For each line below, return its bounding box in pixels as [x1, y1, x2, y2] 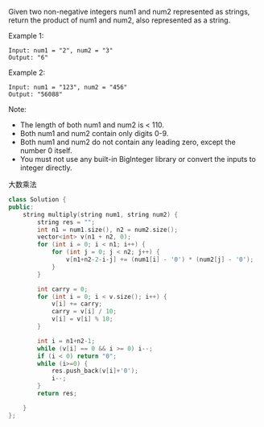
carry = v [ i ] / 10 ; [51, 308, 117, 316]
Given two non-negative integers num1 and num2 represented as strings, [8, 7, 250, 16]
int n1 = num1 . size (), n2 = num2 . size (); [37, 226, 179, 234]
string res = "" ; [37, 218, 95, 226]
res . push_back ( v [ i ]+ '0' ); [51, 367, 138, 375]
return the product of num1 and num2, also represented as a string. [8, 15, 231, 25]
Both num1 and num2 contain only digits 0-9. [19, 129, 169, 138]
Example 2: [8, 68, 46, 77]
